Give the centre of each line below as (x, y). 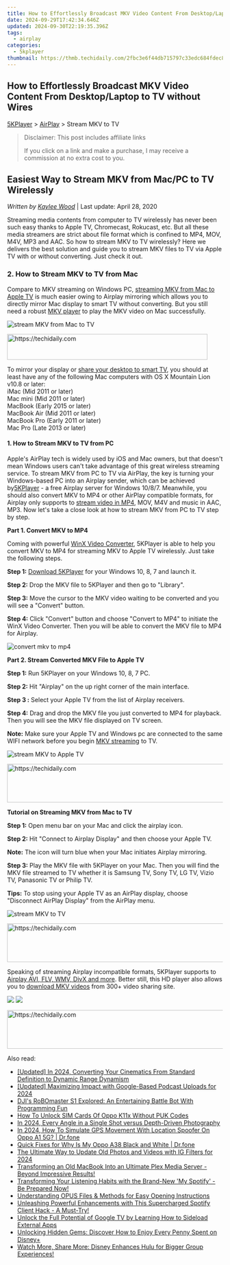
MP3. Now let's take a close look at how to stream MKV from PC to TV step (113, 509)
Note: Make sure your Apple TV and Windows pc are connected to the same (115, 733)
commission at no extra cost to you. (74, 158)
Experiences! (36, 1254)
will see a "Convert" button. (46, 605)
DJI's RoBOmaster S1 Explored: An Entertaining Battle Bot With (105, 1101)
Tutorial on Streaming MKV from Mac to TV (69, 812)
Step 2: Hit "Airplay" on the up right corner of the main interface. (98, 686)
